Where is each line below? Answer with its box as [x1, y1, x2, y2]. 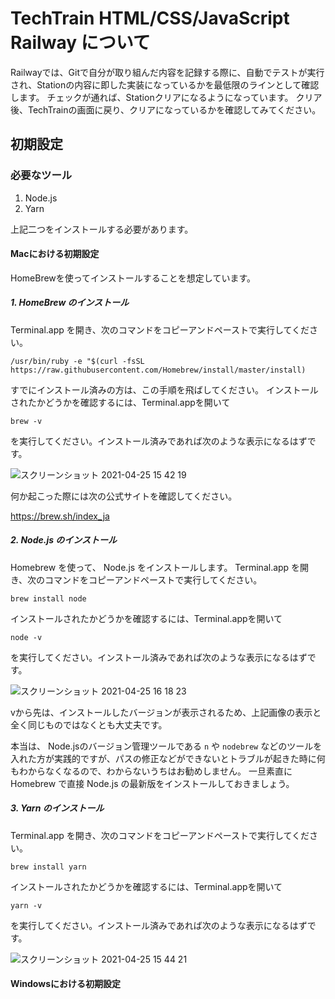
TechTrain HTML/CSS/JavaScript [10, 7, 290, 30]
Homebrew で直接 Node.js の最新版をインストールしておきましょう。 [10, 777, 295, 789]
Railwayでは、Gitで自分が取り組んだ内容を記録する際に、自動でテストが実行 [10, 66, 325, 78]
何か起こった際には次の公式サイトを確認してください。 [10, 490, 238, 502]
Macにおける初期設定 [10, 248, 100, 260]
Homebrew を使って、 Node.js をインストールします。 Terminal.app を [10, 561, 301, 573]
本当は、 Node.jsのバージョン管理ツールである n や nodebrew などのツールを [10, 740, 323, 752]
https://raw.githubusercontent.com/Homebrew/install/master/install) [10, 365, 307, 375]
